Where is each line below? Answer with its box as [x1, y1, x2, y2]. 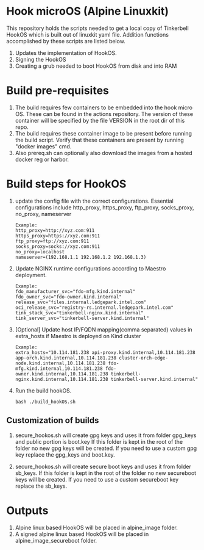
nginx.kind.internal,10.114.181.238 [15, 376, 108, 382]
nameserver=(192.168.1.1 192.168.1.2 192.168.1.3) [15, 254, 147, 260]
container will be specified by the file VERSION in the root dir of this [15, 117, 185, 124]
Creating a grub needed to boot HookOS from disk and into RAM [15, 62, 177, 70]
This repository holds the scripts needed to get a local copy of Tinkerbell [6, 24, 189, 32]
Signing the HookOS [15, 56, 66, 63]
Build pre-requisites [6, 84, 110, 98]
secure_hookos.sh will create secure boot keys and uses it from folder [15, 463, 192, 470]
